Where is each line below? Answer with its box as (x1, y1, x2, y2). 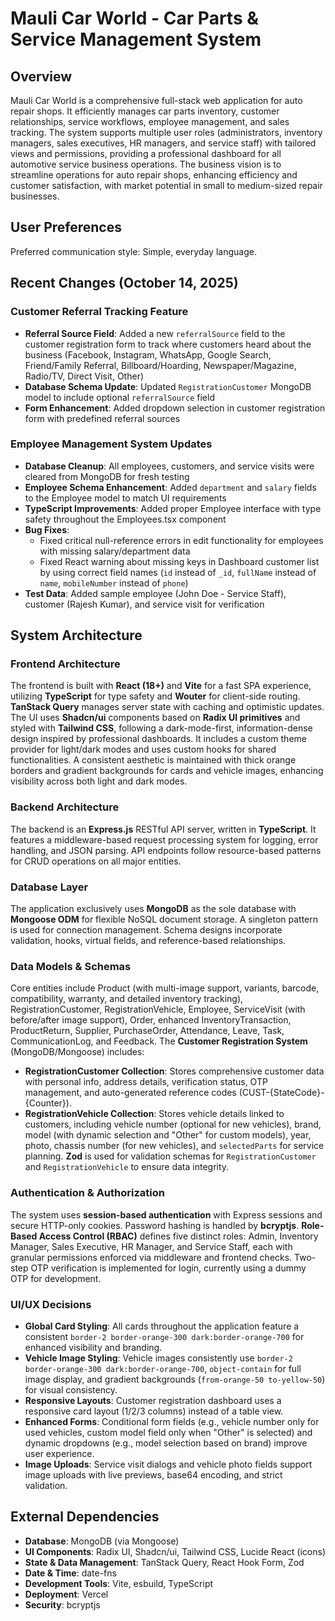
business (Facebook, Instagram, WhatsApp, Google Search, (24, 348, 272, 361)
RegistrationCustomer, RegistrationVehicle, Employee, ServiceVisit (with (10, 1003, 306, 1016)
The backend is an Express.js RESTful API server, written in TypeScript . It (10, 823, 317, 835)
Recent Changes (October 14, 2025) (10, 275, 239, 292)
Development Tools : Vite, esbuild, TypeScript (24, 1577, 214, 1589)
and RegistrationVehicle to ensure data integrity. (24, 1161, 230, 1173)
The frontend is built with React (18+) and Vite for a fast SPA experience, (10, 680, 312, 692)
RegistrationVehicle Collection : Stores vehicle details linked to (24, 1108, 285, 1120)
